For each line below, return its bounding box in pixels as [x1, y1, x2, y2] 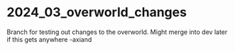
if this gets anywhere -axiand [6, 35, 92, 43]
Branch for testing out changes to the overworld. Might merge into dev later [6, 28, 228, 36]
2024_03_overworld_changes [6, 4, 187, 21]
